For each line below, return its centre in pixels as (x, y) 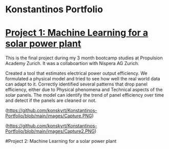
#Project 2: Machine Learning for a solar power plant (61, 141)
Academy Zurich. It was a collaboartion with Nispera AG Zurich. (72, 63)
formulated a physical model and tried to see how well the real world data (83, 79)
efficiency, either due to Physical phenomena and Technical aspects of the (84, 90)
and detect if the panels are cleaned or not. (51, 100)
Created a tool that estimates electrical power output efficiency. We (76, 73)
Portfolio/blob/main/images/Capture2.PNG (50, 131)
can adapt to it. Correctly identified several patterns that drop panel (76, 84)
